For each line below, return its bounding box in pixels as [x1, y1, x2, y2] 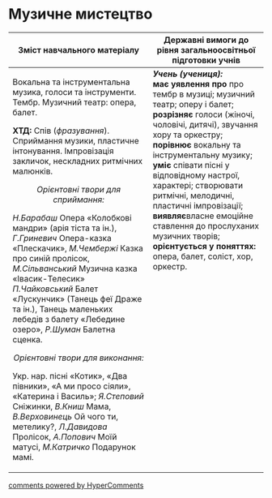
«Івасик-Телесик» [12, 273, 85, 284]
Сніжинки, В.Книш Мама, [12, 401, 112, 412]
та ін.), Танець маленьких [12, 303, 113, 315]
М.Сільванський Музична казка [12, 263, 138, 274]
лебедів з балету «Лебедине [12, 313, 125, 324]
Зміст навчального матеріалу [18, 44, 140, 55]
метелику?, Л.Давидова [12, 421, 108, 432]
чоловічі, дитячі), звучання [152, 118, 258, 130]
